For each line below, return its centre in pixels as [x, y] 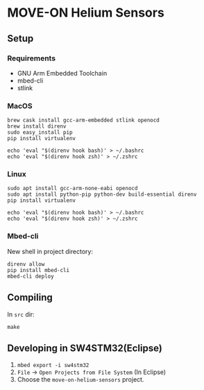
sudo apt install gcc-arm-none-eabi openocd [73, 189]
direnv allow [26, 264]
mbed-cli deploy [31, 276]
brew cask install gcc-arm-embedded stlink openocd [83, 120]
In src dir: [21, 314]
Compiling [30, 297]
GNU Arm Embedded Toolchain [62, 73]
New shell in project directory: [50, 251]
